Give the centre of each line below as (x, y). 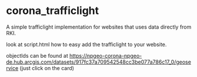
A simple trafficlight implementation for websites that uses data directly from (99, 27)
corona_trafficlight (53, 11)
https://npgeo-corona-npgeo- (106, 55)
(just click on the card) (47, 68)
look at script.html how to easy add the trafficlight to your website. (86, 44)
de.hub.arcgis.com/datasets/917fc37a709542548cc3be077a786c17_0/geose (98, 62)
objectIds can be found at (37, 55)
